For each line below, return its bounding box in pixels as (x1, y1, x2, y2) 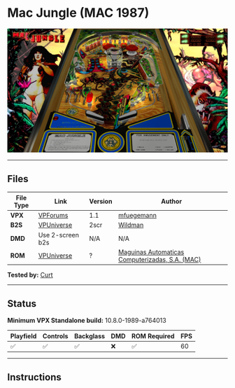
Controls (42, 331, 69, 340)
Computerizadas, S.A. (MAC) (117, 255, 201, 263)
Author (160, 198, 183, 206)
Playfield (10, 331, 37, 340)
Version (89, 198, 113, 206)
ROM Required (131, 331, 175, 340)
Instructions (7, 371, 62, 383)
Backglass (74, 331, 106, 340)
